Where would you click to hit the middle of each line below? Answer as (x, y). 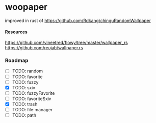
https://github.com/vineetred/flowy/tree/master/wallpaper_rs (66, 42)
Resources (16, 32)
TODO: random (27, 71)
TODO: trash (25, 104)
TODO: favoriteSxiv (32, 99)
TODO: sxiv (24, 87)
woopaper (26, 7)
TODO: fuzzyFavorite (33, 93)
